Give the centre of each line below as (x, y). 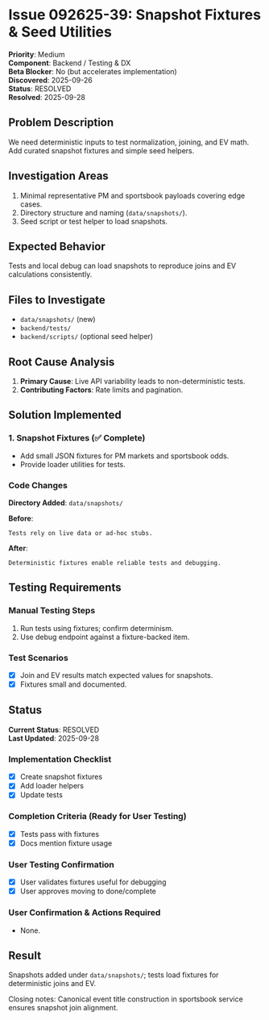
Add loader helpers (52, 786)
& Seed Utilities (60, 32)
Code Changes (38, 485)
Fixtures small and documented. (73, 684)
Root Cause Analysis (62, 362)
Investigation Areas (58, 176)
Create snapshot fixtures (61, 777)
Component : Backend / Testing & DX (70, 63)
